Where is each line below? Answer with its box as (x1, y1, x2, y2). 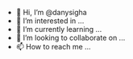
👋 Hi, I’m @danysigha (15, 8, 87, 17)
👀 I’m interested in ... (15, 16, 85, 26)
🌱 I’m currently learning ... (15, 25, 102, 33)
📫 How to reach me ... (15, 42, 91, 51)
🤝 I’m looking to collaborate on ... (15, 33, 126, 42)
